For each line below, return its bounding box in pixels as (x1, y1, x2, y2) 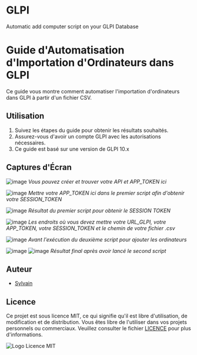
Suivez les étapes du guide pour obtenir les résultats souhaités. (14, 127, 169, 134)
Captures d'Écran (6, 163, 72, 173)
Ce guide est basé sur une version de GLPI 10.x (14, 145, 129, 153)
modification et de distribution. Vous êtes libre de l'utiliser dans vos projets (6, 319, 187, 326)
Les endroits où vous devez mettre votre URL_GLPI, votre (28, 218, 166, 225)
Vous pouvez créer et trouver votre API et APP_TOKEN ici (28, 178, 166, 185)
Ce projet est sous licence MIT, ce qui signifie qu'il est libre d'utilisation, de (6, 312, 188, 320)
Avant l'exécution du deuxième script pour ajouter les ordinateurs (28, 236, 187, 243)
